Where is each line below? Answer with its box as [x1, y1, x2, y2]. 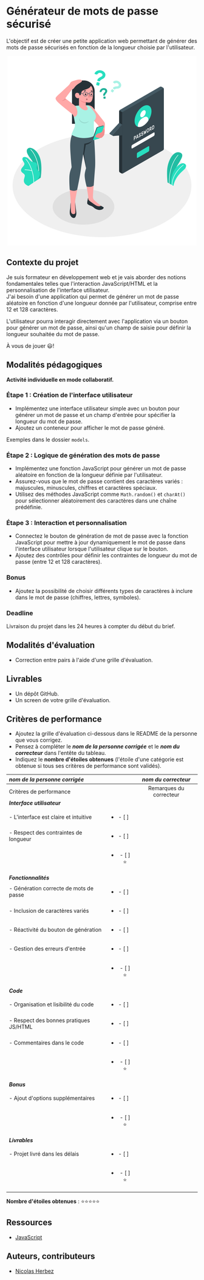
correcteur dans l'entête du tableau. [15, 750, 106, 757]
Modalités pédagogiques [6, 360, 103, 370]
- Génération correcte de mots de [8, 885, 94, 892]
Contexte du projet [6, 257, 79, 268]
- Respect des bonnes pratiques [8, 1017, 90, 1024]
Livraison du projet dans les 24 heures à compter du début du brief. [6, 623, 175, 630]
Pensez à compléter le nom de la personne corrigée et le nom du [15, 743, 180, 750]
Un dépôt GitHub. [15, 690, 59, 697]
